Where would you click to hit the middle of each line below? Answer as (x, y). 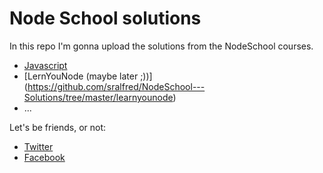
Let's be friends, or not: (58, 127)
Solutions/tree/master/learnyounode (98, 97)
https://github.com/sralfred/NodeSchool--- (116, 86)
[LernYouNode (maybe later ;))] (88, 76)
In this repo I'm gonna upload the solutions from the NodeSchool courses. (161, 46)
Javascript (45, 65)
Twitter (38, 146)
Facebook (44, 157)
